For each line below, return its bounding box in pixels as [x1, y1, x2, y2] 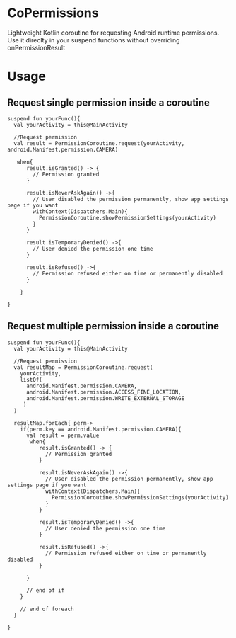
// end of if [25, 586, 65, 594]
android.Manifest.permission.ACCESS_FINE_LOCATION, [25, 388, 182, 396]
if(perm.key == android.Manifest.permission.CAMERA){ [20, 426, 182, 433]
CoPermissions [7, 5, 99, 21]
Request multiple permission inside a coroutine [7, 320, 220, 332]
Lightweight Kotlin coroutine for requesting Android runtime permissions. [7, 28, 220, 37]
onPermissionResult [7, 43, 66, 52]
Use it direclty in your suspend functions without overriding [7, 35, 180, 44]
